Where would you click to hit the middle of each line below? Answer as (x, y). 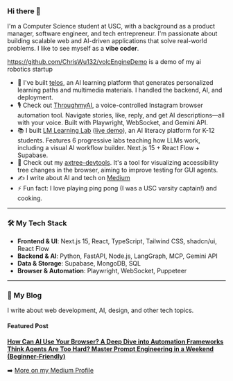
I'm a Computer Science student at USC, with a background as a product (111, 26)
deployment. (35, 97)
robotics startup (30, 70)
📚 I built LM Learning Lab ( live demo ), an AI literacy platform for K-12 (116, 131)
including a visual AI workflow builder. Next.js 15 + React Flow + (108, 148)
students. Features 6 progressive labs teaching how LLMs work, (109, 140)
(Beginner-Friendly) (36, 357)
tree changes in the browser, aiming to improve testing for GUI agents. (118, 170)
